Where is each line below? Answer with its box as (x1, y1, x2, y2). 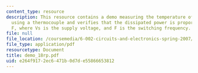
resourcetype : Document (6, 47, 65, 53)
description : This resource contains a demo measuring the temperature (6, 14, 186, 20)
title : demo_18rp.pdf (6, 52, 60, 58)
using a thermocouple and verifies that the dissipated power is (11, 19, 176, 25)
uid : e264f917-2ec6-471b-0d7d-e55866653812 (6, 58, 115, 64)
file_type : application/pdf (6, 42, 75, 48)
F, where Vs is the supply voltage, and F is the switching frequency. (11, 25, 192, 31)
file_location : (6, 36, 44, 42)
